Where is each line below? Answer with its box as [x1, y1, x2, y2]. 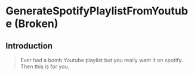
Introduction [5, 41, 53, 51]
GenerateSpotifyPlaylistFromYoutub [5, 4, 189, 18]
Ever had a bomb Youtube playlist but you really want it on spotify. [20, 57, 183, 63]
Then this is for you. [20, 63, 70, 70]
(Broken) [14, 17, 58, 31]
